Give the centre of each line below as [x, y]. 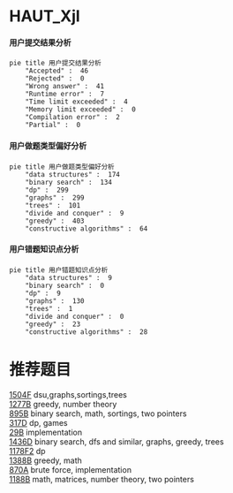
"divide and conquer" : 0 [75, 316]
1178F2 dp [27, 451]
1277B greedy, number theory [63, 404]
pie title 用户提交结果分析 [55, 64]
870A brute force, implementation [71, 469]
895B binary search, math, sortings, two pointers [98, 413]
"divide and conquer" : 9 [75, 213]
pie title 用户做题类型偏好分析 [62, 167]
